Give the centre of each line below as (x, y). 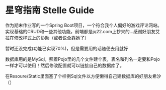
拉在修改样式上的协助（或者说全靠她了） (47, 38)
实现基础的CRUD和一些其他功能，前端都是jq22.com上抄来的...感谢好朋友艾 (82, 31)
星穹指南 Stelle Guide (50, 10)
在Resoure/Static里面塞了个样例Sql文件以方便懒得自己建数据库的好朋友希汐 (83, 76)
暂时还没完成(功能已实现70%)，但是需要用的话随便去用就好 (67, 48)
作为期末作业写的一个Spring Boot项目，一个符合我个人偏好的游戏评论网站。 (84, 25)
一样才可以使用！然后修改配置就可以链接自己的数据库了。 (65, 65)
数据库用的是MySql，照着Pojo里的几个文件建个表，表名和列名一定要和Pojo (82, 59)
